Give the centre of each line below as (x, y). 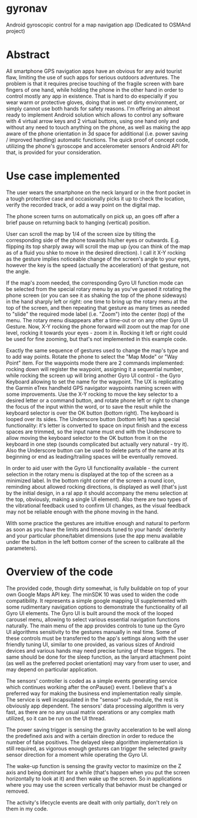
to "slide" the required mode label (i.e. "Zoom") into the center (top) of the (96, 314)
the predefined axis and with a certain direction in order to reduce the (90, 736)
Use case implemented (63, 176)
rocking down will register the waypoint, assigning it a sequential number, (95, 369)
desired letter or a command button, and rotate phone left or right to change (98, 400)
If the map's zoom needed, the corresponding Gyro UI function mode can (95, 283)
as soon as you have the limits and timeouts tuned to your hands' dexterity (96, 529)
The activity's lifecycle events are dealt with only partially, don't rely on (92, 802)
